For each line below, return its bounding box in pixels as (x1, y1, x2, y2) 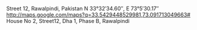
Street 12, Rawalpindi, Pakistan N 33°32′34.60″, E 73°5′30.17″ (6, 5, 159, 12)
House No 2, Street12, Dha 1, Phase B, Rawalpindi (6, 18, 130, 24)
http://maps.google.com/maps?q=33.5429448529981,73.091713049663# (6, 11, 191, 18)
